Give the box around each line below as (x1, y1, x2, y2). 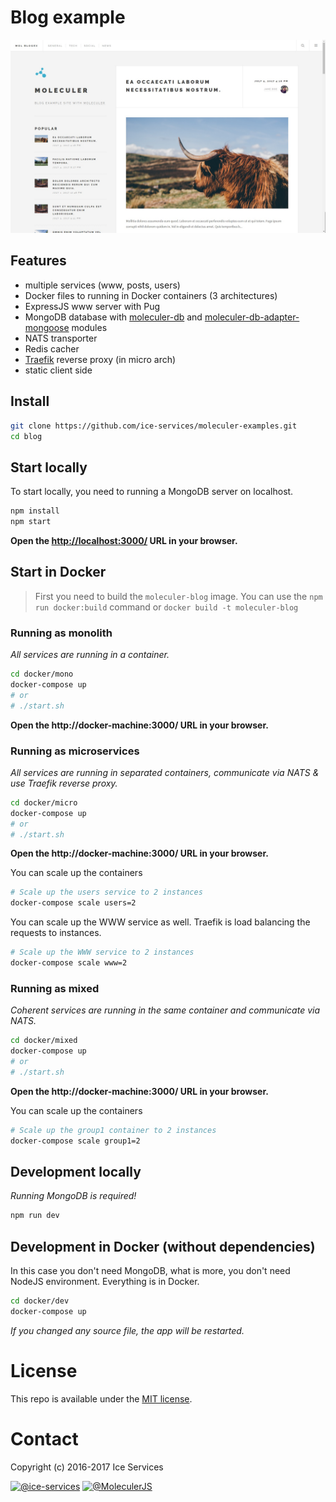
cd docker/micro (10, 797, 78, 808)
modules (71, 321, 108, 333)
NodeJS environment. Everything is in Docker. (10, 1275, 200, 1287)
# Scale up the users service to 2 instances (10, 887, 203, 898)
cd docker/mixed (10, 1036, 78, 1046)
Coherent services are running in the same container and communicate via (10, 1004, 321, 1016)
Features (10, 252, 67, 270)
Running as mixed (10, 981, 100, 995)
